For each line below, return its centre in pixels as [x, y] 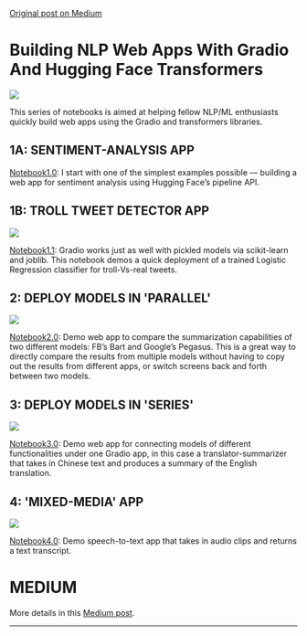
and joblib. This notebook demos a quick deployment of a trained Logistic [148, 260]
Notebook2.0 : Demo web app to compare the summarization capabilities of [151, 337]
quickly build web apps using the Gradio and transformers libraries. [136, 122]
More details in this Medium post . [72, 612]
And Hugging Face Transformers [136, 70]
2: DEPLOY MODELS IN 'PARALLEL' [111, 297]
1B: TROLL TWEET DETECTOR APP [110, 211]
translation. [31, 473]
